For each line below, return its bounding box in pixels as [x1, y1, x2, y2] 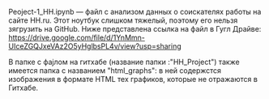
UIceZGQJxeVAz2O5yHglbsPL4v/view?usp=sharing [8, 41, 182, 51]
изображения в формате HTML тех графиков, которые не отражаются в [8, 75, 258, 84]
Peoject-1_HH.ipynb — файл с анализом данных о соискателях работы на [8, 7, 262, 16]
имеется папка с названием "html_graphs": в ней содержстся [8, 66, 221, 75]
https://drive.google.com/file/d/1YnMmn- [8, 32, 146, 42]
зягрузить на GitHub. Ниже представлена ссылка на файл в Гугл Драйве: [8, 24, 262, 33]
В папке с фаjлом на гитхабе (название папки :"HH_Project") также [8, 57, 241, 67]
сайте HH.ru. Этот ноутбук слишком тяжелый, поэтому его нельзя [8, 15, 238, 25]
